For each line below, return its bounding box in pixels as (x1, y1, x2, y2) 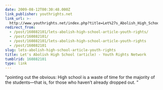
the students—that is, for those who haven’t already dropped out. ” (5, 79, 139, 85)
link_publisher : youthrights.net (5, 12, 73, 16)
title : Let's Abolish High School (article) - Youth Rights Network (5, 52, 147, 57)
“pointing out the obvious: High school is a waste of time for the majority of (5, 75, 155, 80)
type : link (5, 61, 27, 66)
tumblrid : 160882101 (5, 57, 47, 61)
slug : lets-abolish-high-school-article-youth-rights (5, 47, 116, 52)
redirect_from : (5, 25, 36, 30)
